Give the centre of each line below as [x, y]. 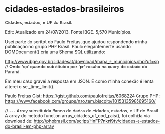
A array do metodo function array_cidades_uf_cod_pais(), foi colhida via [78, 115]
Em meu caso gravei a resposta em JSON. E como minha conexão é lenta [79, 81]
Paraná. [13, 71]
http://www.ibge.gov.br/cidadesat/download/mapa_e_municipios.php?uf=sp [82, 61]
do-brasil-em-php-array [29, 126]
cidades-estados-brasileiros [65, 9]
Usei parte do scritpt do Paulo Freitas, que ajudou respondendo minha [76, 41]
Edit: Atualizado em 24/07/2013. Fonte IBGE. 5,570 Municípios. [68, 32]
